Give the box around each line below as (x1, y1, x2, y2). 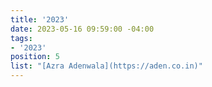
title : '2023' (10, 14, 70, 25)
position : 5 (10, 52, 60, 62)
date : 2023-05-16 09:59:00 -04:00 (10, 24, 155, 34)
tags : (10, 33, 33, 43)
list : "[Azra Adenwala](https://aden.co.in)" (10, 61, 203, 71)
